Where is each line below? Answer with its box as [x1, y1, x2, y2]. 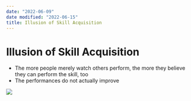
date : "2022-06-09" [6, 8, 55, 15]
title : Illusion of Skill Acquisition [6, 19, 102, 25]
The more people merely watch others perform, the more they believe [14, 64, 186, 71]
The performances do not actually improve [14, 77, 120, 84]
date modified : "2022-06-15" [6, 14, 78, 20]
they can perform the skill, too [14, 71, 89, 78]
